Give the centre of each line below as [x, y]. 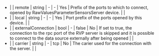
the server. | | [23, 49]
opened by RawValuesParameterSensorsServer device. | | [67, 13]
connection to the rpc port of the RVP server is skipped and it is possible [82, 33]
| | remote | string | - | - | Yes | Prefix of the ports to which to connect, [79, 7]
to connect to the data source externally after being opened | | [72, 38]
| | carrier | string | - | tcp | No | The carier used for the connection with [80, 43]
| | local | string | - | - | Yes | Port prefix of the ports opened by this [76, 18]
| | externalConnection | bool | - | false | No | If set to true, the [71, 28]
